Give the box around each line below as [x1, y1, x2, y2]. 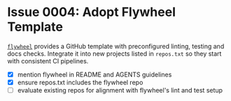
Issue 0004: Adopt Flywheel [7, 4, 176, 20]
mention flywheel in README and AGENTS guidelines [17, 70, 172, 79]
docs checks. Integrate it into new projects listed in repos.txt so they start [7, 49, 222, 58]
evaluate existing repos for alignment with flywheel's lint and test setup [17, 86, 223, 95]
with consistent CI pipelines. [7, 56, 89, 65]
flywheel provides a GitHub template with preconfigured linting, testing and [7, 42, 225, 50]
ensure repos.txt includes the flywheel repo [17, 78, 143, 86]
